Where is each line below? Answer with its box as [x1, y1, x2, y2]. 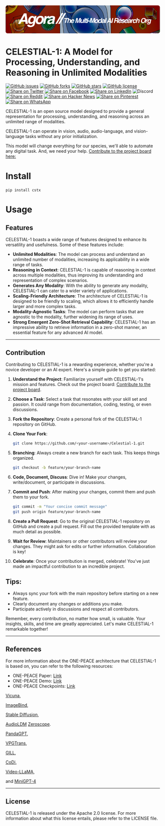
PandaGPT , [5, 731, 28, 737]
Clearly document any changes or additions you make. [12, 601, 123, 607]
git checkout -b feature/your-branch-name [12, 465, 101, 470]
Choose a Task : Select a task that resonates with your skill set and [12, 396, 147, 402]
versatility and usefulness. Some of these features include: [5, 242, 124, 248]
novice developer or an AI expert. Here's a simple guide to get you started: [5, 367, 156, 373]
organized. [12, 455, 35, 461]
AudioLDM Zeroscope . [5, 721, 51, 727]
